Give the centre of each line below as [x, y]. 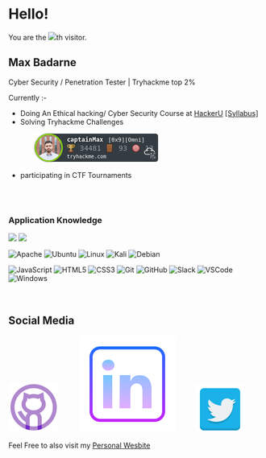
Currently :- [27, 97]
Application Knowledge [55, 220]
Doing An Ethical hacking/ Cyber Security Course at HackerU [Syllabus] [139, 113]
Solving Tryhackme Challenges [72, 122]
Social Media [42, 321]
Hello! [29, 14]
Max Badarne [42, 62]
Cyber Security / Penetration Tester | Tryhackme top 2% [102, 82]
